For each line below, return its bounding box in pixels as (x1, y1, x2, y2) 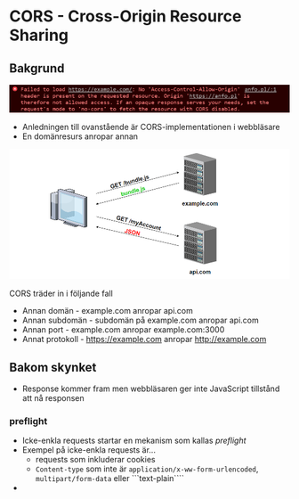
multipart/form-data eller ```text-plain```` (35, 473, 184, 484)
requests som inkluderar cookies (35, 454, 156, 465)
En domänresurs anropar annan (21, 131, 139, 142)
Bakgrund (9, 61, 65, 76)
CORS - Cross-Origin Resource (9, 6, 242, 27)
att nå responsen (21, 393, 85, 404)
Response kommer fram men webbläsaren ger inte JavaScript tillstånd (21, 383, 280, 394)
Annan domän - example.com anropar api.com (21, 306, 193, 316)
